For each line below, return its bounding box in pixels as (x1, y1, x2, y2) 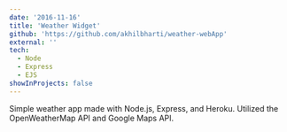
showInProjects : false (9, 79, 93, 88)
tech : (9, 46, 29, 55)
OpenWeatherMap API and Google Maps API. (9, 113, 175, 123)
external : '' (9, 37, 58, 47)
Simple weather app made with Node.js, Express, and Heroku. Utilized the (9, 103, 279, 113)
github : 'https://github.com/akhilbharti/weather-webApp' (9, 29, 228, 38)
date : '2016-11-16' (9, 12, 81, 22)
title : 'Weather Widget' (9, 21, 101, 30)
